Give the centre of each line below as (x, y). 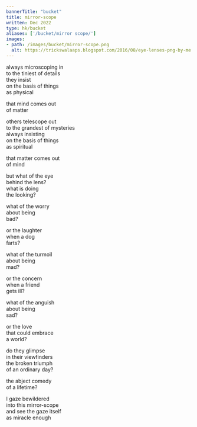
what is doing (23, 188)
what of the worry (28, 206)
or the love (19, 326)
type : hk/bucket (26, 28)
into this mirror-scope (32, 405)
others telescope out (31, 121)
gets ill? (15, 291)
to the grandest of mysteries (41, 127)
